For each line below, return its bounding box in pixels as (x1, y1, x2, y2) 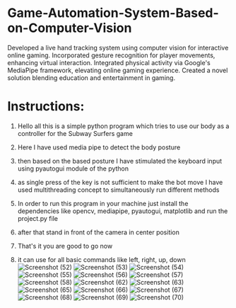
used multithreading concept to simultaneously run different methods (17, 186, 220, 194)
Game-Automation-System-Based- (7, 5, 219, 21)
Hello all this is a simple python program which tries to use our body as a (17, 122, 230, 130)
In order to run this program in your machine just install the (17, 199, 189, 207)
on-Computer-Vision (7, 20, 132, 36)
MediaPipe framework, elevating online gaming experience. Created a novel (7, 66, 228, 74)
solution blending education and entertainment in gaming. (7, 73, 175, 82)
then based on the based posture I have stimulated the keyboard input (17, 156, 223, 165)
